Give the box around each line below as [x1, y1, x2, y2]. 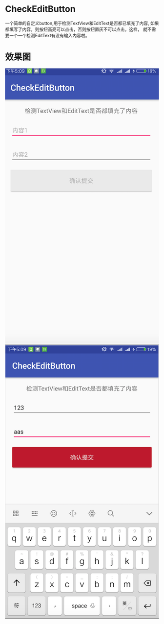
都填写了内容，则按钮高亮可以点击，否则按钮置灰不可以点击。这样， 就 [5, 26, 147, 32]
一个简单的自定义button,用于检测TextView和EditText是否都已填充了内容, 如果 [5, 20, 159, 26]
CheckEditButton [5, 3, 76, 15]
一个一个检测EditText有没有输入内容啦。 [9, 32, 90, 38]
